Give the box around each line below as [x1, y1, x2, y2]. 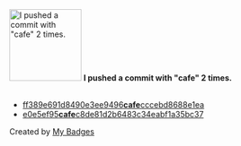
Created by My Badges [9, 126, 94, 137]
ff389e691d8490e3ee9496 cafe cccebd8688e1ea [22, 99, 205, 110]
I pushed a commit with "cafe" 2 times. [83, 73, 232, 83]
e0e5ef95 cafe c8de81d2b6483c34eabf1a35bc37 [22, 109, 204, 119]
